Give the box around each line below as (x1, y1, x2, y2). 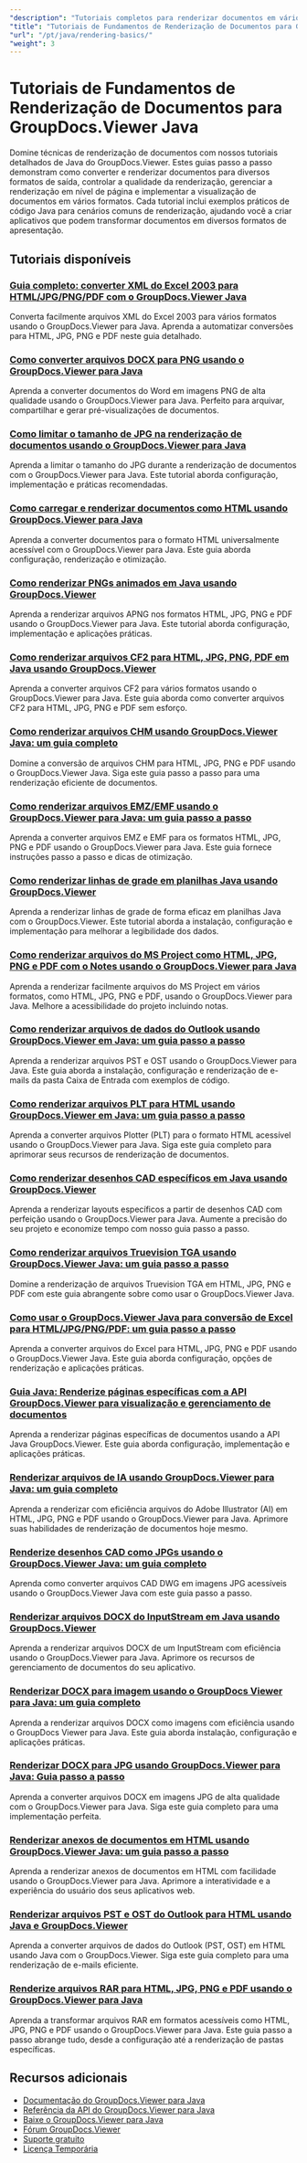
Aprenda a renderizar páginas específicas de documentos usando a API (9, 1429, 281, 1440)
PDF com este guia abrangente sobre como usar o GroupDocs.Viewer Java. (9, 1288, 295, 1299)
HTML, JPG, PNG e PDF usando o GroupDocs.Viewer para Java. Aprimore (9, 1513, 289, 1524)
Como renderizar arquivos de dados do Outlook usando (9, 1023, 260, 1035)
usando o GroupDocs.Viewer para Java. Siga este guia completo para (9, 1140, 272, 1150)
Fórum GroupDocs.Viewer (22, 2124, 121, 2135)
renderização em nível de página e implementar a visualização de (9, 186, 257, 197)
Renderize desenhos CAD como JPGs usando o (9, 1545, 224, 1558)
